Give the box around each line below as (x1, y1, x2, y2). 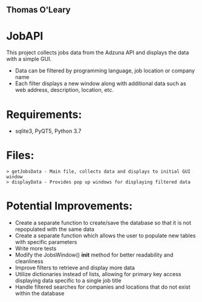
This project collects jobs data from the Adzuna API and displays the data (6, 49, 189, 56)
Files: (6, 149, 34, 162)
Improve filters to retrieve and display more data (15, 264, 135, 271)
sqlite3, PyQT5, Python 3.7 (15, 127, 82, 135)
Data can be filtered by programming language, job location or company (15, 67, 195, 74)
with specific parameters (15, 239, 77, 246)
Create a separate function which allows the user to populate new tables (15, 232, 196, 239)
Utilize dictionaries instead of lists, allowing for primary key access (15, 271, 181, 278)
